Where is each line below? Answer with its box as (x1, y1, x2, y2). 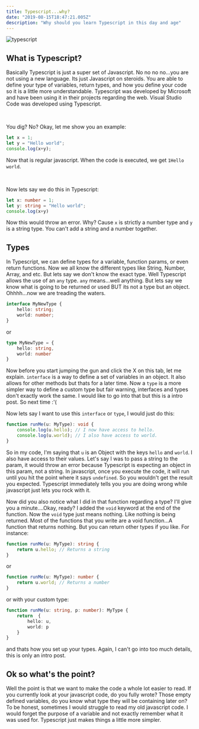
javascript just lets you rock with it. (6, 487, 91, 494)
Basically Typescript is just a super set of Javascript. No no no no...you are (6, 69, 189, 76)
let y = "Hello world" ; (6, 140, 65, 146)
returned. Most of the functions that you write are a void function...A (6, 517, 173, 524)
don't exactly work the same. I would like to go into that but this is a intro (6, 392, 183, 399)
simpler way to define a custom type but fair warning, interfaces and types (6, 386, 188, 393)
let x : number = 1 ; (6, 197, 54, 203)
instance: (6, 529, 29, 536)
